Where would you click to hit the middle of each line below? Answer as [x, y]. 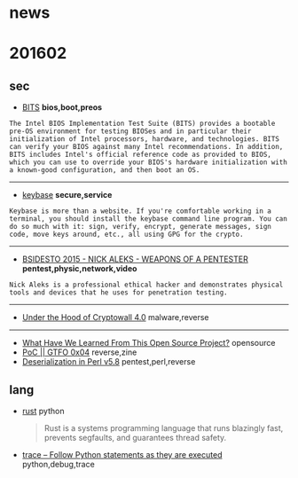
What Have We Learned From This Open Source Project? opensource [149, 343]
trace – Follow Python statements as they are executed [122, 454]
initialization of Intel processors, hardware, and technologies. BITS [144, 139]
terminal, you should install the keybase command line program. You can [149, 219]
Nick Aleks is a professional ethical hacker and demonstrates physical [146, 285]
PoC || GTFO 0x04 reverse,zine [79, 352]
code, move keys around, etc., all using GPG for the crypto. [126, 235]
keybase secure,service [67, 195]
